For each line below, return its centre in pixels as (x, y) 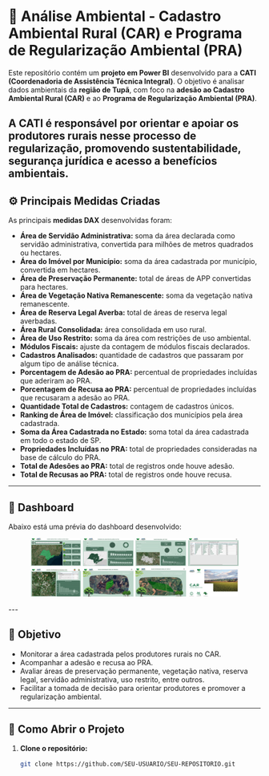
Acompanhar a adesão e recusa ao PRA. (86, 662)
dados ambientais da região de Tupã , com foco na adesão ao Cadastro (126, 89)
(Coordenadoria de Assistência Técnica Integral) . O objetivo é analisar (126, 81)
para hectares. (44, 287)
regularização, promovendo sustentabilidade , (125, 149)
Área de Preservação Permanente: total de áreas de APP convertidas (135, 278)
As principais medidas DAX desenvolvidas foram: (90, 221)
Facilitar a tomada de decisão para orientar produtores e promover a (132, 688)
